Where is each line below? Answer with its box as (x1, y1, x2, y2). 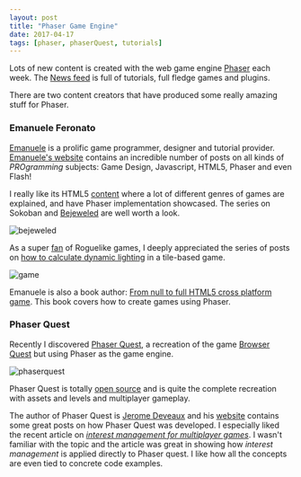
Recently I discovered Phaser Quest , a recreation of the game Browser (9, 339, 270, 349)
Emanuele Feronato (9, 122, 96, 135)
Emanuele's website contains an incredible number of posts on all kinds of (9, 152, 285, 163)
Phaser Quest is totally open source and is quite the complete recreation (9, 383, 277, 393)
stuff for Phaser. (9, 100, 69, 110)
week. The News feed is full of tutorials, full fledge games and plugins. (9, 73, 270, 84)
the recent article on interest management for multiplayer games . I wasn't (9, 428, 283, 440)
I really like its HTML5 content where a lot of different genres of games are (9, 188, 285, 199)
